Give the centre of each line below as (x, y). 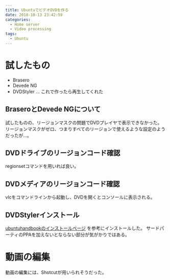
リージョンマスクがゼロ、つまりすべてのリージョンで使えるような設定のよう (86, 129)
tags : (11, 34)
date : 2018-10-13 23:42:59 (34, 15)
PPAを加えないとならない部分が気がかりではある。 (76, 235)
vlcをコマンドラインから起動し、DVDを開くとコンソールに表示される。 (80, 197)
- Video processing (31, 29)
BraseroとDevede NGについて (53, 109)
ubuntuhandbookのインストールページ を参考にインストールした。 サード (82, 228)
